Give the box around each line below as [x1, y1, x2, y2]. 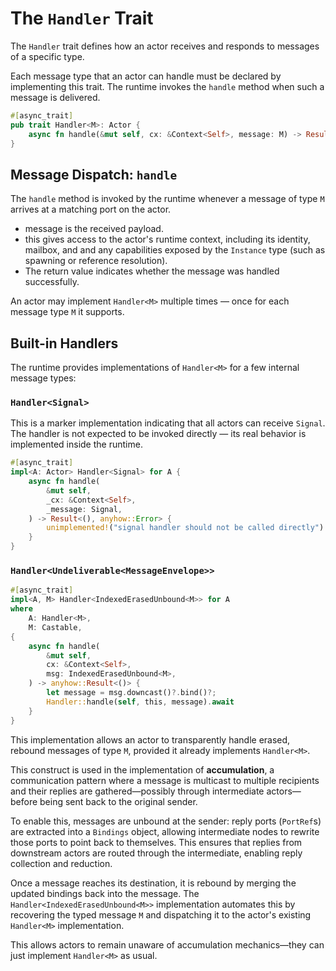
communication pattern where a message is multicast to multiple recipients [10, 774, 320, 786]
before [10, 795, 38, 807]
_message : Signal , [46, 504, 123, 514]
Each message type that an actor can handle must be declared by [10, 70, 282, 82]
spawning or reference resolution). [24, 255, 168, 267]
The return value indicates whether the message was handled [24, 265, 280, 277]
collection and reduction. [10, 857, 113, 869]
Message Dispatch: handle [10, 166, 178, 183]
